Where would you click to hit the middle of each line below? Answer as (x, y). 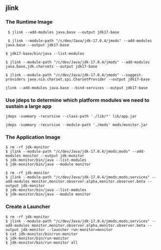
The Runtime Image (29, 22)
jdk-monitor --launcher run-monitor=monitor (67, 229)
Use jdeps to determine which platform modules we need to (78, 100)
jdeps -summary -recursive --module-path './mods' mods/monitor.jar (77, 125)
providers (16, 79)
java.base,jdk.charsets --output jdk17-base (51, 66)
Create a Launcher (28, 206)
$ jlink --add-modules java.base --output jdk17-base (63, 32)
